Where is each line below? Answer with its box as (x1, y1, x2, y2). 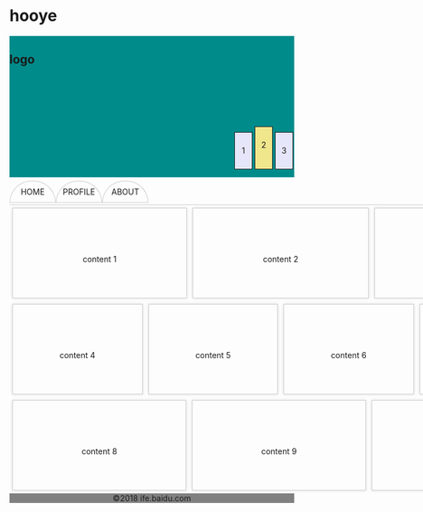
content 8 (80, 445, 117, 457)
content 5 (195, 349, 231, 360)
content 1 (82, 253, 117, 264)
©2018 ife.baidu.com (112, 492, 192, 503)
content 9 (260, 445, 297, 457)
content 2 (262, 253, 299, 264)
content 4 (59, 349, 96, 360)
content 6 (331, 349, 367, 360)
